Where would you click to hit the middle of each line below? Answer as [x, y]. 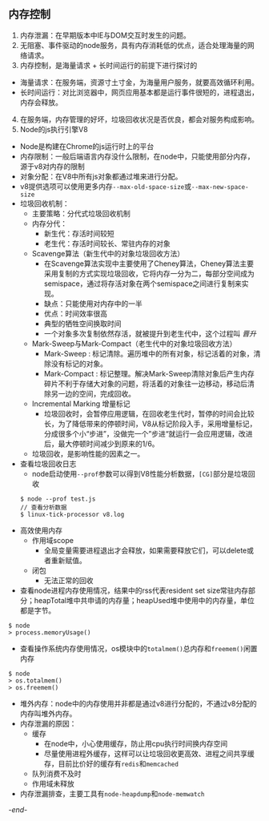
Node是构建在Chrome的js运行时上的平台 [87, 146]
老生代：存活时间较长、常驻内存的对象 [107, 243]
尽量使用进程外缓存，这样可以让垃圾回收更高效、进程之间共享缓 [149, 753]
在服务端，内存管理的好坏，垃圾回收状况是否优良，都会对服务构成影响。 [139, 119]
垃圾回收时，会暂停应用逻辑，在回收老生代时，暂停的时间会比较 [149, 413]
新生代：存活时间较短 [79, 233]
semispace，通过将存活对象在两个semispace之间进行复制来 [143, 284]
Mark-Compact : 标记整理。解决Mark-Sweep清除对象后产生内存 [149, 373]
